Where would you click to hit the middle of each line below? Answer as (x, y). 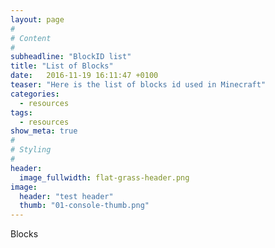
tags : (21, 112)
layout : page (37, 19)
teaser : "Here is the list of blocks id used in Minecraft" (138, 85)
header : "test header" (66, 196)
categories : (35, 94)
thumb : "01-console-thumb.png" (84, 206)
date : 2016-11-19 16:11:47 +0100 (84, 76)
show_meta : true (44, 131)
